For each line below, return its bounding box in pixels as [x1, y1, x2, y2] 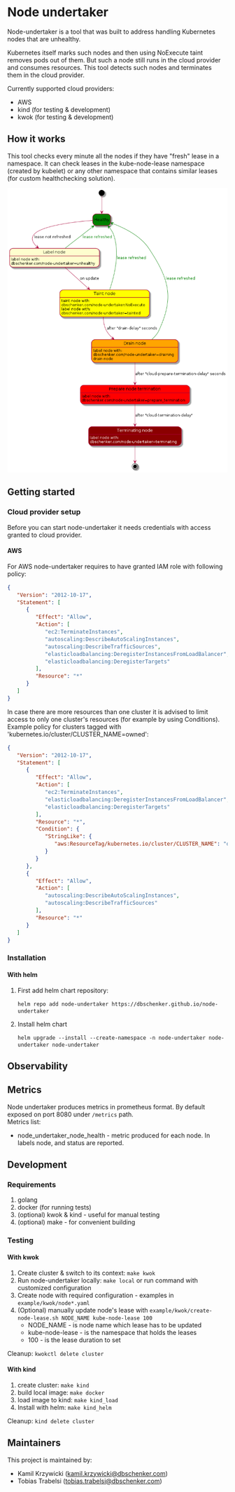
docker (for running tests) [17, 1203, 92, 1212]
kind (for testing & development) [17, 105, 111, 114]
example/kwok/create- [149, 1307, 213, 1314]
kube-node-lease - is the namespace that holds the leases [27, 1328, 197, 1336]
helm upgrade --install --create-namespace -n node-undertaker [17, 1034, 206, 1041]
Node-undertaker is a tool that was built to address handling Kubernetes [7, 27, 215, 36]
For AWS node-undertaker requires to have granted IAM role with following [7, 562, 223, 570]
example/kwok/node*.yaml [17, 1299, 90, 1307]
